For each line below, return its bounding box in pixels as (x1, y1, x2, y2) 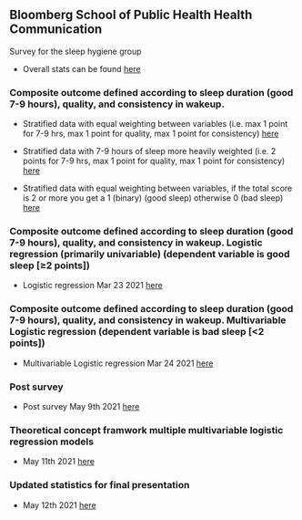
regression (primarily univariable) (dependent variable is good (9, 248, 290, 261)
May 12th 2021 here (22, 499, 97, 510)
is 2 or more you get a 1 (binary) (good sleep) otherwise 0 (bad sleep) (22, 192, 284, 203)
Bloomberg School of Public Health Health (9, 7, 253, 23)
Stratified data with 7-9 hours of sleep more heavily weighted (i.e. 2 (22, 146, 277, 157)
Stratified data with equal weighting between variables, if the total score (22, 182, 293, 194)
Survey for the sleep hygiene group (9, 46, 143, 57)
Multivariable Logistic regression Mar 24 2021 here (22, 358, 214, 369)
